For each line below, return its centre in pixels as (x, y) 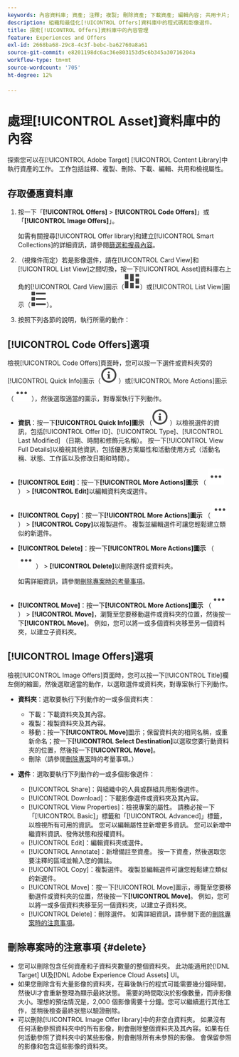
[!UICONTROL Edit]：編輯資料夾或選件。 (87, 842)
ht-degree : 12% (30, 75)
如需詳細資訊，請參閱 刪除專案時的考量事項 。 (83, 582)
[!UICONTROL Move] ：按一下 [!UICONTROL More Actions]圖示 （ (115, 605)
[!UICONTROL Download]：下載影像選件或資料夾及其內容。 (115, 798)
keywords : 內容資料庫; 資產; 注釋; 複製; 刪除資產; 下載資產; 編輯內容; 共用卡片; (119, 15)
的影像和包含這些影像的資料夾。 (64, 1046)
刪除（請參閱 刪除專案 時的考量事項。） (83, 758)
